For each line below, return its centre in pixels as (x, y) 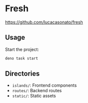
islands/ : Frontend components (44, 85)
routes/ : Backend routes (37, 91)
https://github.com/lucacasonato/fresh (44, 22)
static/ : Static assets (34, 96)
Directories (22, 74)
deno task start (22, 58)
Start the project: (22, 49)
